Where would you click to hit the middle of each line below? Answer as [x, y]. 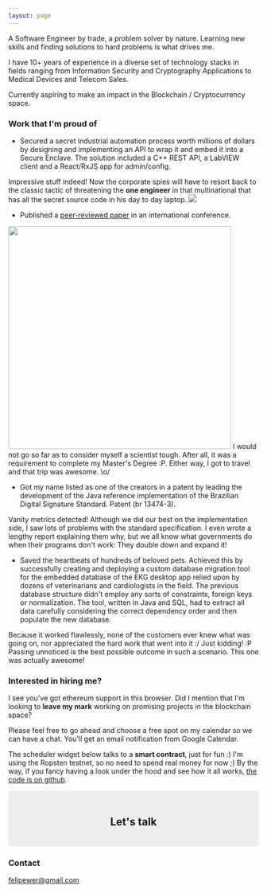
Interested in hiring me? [55, 680]
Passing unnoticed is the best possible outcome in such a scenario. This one [133, 651]
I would [244, 446]
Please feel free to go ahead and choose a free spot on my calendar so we [130, 731]
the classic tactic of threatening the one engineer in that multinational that [130, 190]
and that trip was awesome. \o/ [59, 471]
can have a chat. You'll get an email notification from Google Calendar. [124, 739]
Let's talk [133, 822]
